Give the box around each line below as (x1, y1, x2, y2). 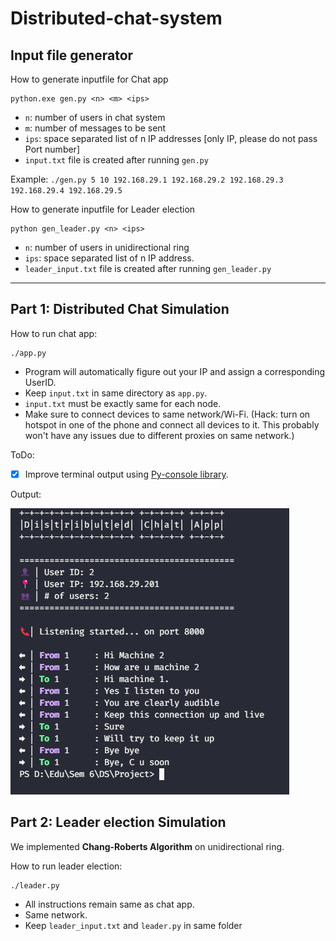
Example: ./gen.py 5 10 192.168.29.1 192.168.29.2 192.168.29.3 (10, 173, 284, 185)
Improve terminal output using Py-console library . (24, 468, 229, 480)
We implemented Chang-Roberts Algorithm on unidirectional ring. (10, 840, 285, 852)
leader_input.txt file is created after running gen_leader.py (24, 263, 272, 274)
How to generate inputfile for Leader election (10, 203, 196, 215)
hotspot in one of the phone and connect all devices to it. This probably (24, 418, 320, 431)
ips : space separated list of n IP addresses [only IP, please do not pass (24, 133, 318, 144)
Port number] (24, 143, 80, 155)
